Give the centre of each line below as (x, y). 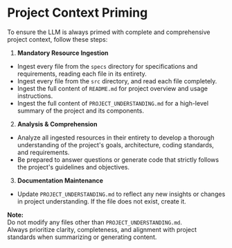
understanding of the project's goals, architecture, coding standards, (116, 144)
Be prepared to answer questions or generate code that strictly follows (118, 159)
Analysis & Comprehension (57, 124)
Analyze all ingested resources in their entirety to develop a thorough (116, 138)
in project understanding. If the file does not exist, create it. (102, 201)
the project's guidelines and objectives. (73, 167)
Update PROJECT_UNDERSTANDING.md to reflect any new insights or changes (121, 194)
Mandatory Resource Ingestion (63, 53)
